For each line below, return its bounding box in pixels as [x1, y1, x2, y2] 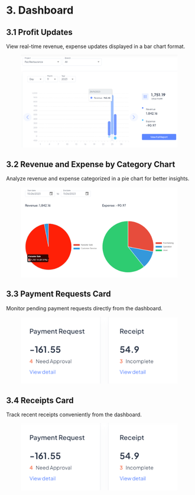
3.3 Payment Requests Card [6, 289, 111, 299]
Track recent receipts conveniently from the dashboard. [6, 411, 142, 418]
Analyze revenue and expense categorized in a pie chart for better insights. [6, 175, 190, 182]
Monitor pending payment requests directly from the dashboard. [6, 304, 162, 311]
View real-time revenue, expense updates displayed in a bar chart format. [6, 43, 186, 50]
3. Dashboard [6, 4, 74, 17]
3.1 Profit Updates [6, 27, 73, 37]
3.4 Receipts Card [6, 395, 74, 406]
